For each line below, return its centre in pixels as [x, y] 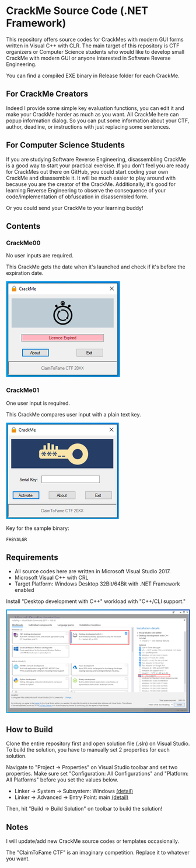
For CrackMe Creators [47, 94]
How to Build [30, 729]
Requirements [32, 557]
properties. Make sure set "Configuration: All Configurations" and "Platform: [97, 774]
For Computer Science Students [66, 145]
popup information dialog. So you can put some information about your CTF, [98, 120]
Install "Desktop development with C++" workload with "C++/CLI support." [96, 601]
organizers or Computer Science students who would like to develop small [95, 51]
